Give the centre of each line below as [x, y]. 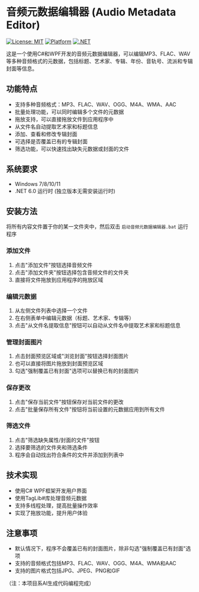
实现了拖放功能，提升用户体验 [51, 513]
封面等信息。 [22, 68]
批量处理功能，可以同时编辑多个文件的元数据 [69, 112]
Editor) [23, 25]
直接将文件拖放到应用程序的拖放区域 [59, 279]
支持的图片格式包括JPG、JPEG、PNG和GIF [67, 571]
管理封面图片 [25, 342]
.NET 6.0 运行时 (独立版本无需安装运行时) [65, 191]
